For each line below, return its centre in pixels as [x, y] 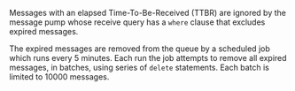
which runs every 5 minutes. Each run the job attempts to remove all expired [148, 58]
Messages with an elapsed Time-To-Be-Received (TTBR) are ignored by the [147, 13]
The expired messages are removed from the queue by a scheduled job [140, 49]
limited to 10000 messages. [59, 77]
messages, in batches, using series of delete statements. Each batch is [140, 67]
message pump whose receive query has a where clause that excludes [137, 22]
